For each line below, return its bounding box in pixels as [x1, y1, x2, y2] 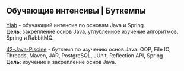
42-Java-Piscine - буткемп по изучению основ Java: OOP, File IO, [6, 46, 171, 53]
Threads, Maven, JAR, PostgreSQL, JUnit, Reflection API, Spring [6, 51, 163, 59]
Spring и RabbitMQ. [6, 34, 55, 41]
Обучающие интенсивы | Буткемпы [6, 6, 147, 16]
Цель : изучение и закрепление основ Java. [6, 58, 117, 65]
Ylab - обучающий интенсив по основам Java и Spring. [6, 21, 145, 28]
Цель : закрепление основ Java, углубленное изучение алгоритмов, [6, 28, 179, 35]
